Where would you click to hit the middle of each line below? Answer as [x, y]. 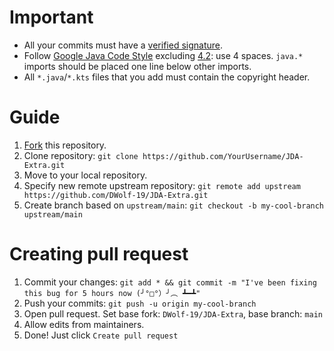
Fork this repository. [65, 145]
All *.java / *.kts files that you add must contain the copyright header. [167, 77]
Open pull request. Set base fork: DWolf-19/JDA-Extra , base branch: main [173, 313]
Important [51, 17]
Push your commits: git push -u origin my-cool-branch [140, 303]
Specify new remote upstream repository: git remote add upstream [162, 185]
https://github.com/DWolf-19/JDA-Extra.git [116, 195]
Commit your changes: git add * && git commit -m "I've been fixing [170, 282]
